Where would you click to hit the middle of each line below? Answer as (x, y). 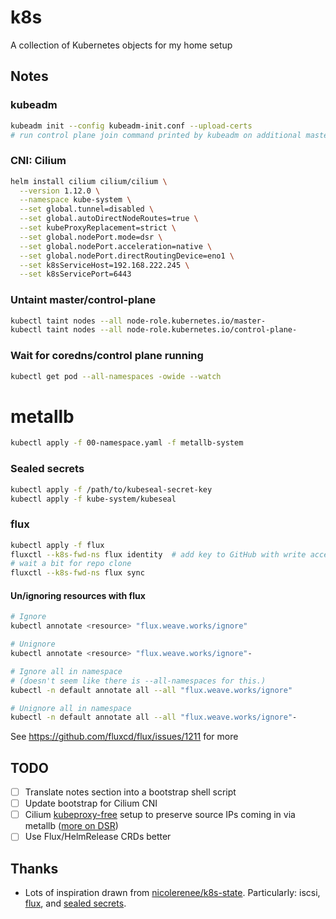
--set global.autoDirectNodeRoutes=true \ (109, 219)
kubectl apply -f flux (57, 545)
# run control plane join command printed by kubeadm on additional (156, 135)
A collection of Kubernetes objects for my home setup (121, 45)
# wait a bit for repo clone (71, 564)
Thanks (34, 868)
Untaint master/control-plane (83, 300)
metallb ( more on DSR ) (71, 826)
